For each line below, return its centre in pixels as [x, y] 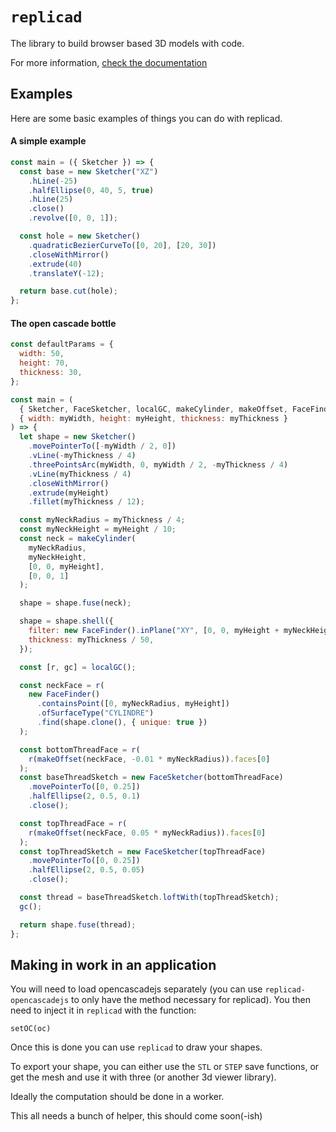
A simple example [48, 141]
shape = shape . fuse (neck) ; [75, 603]
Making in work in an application [113, 964]
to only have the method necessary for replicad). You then [191, 1000]
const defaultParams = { [62, 344]
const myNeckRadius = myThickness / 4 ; [102, 520]
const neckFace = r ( [62, 685]
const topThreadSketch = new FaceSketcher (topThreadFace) [143, 851]
